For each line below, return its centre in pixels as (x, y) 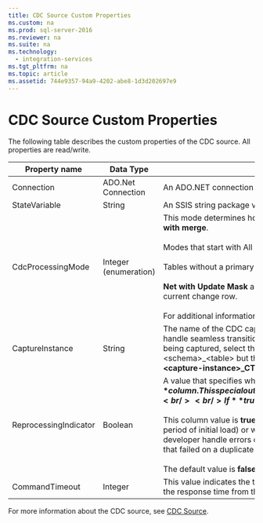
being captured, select (204, 349)
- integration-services (54, 60)
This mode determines (205, 218)
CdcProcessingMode (51, 267)
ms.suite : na (29, 45)
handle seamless (194, 338)
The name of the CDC (203, 329)
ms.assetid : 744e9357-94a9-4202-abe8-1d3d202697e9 (92, 81)
